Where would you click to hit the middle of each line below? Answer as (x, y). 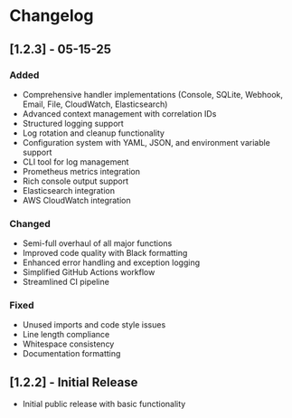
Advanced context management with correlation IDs (119, 113)
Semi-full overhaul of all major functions (97, 243)
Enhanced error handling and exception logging (111, 262)
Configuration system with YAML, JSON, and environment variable (146, 142)
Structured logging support (73, 123)
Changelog (52, 16)
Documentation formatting (71, 354)
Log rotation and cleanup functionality (94, 133)
